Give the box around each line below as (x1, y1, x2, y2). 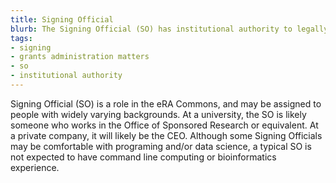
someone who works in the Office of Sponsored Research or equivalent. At (10, 119, 319, 131)
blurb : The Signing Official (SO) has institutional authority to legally (10, 24, 329, 34)
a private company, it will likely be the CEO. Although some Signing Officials (10, 129, 323, 141)
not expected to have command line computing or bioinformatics (10, 151, 277, 163)
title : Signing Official (10, 14, 114, 25)
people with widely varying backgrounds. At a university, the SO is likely (10, 108, 307, 120)
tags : (10, 33, 33, 43)
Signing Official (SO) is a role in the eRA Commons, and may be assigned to (10, 97, 322, 110)
